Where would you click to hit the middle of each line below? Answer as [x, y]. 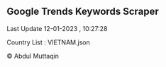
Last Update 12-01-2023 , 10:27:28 [57, 28]
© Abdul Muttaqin [33, 56]
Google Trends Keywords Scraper [83, 12]
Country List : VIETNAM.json [48, 42]
